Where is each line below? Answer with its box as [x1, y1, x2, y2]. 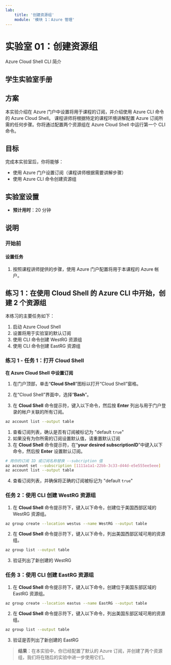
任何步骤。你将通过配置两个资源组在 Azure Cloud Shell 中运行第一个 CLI [14, 121, 166, 127]
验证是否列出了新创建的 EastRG [12, 637, 79, 643]
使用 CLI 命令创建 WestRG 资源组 [12, 336, 83, 343]
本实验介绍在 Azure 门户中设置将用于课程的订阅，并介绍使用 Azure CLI [5, 109, 154, 115]
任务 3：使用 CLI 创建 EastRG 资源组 [5, 571, 94, 578]
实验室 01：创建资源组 [5, 40, 98, 52]
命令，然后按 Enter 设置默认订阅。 [12, 448, 85, 454]
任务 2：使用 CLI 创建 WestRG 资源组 [5, 492, 96, 499]
